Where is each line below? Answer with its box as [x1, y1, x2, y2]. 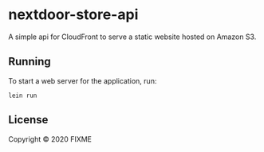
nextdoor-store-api [8, 6, 139, 24]
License [8, 113, 49, 127]
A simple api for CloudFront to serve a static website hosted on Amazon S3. [8, 32, 257, 41]
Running [8, 55, 52, 68]
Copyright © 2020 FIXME [8, 134, 93, 144]
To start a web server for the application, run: [8, 76, 157, 85]
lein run [8, 92, 37, 99]
